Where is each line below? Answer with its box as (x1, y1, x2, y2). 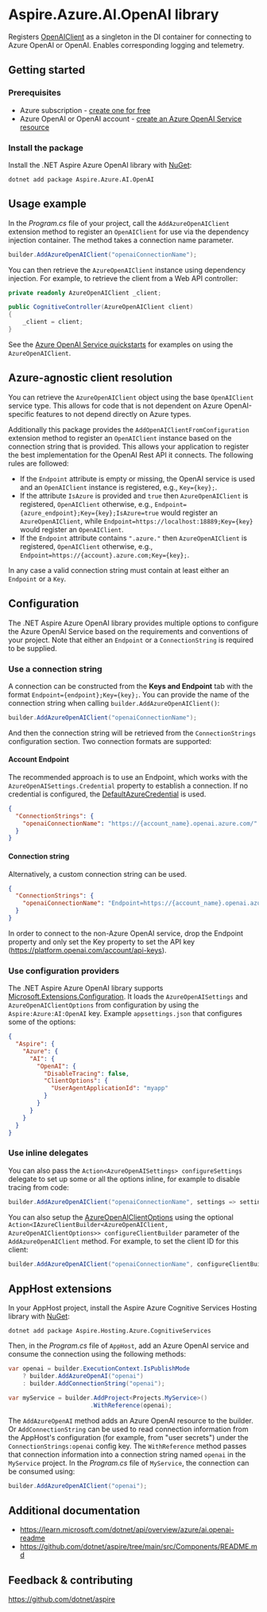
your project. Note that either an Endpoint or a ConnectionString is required (8, 635, 254, 644)
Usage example (8, 197, 87, 211)
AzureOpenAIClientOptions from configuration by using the (8, 1000, 199, 1010)
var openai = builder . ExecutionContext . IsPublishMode (8, 1365, 191, 1373)
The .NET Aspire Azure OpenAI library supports (8, 983, 164, 993)
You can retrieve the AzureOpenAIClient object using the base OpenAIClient (8, 392, 254, 402)
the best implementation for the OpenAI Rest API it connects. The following (8, 450, 253, 459)
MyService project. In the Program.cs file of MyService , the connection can (8, 1458, 250, 1467)
